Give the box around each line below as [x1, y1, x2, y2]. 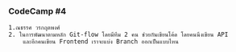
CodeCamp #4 [8, 6, 67, 17]
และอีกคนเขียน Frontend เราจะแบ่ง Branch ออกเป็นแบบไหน [23, 38, 179, 46]
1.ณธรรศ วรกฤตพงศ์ [8, 24, 60, 32]
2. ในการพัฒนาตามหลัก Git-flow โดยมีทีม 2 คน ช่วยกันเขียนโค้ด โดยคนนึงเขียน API [8, 30, 229, 39]
